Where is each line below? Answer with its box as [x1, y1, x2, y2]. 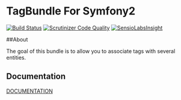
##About [6, 36, 28, 43]
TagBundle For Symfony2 [6, 4, 136, 18]
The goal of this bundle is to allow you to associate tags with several [6, 47, 176, 55]
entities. [6, 54, 26, 61]
